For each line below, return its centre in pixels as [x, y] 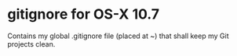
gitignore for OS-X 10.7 [84, 14]
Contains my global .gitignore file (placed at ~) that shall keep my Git [118, 36]
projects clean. [31, 44]
